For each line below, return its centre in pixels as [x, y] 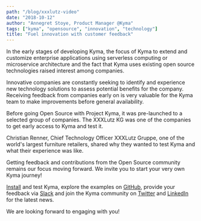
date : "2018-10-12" [31, 18]
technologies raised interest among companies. [65, 71]
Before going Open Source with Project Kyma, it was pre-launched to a [94, 114]
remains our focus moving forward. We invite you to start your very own [96, 169]
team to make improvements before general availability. [75, 102]
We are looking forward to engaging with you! [63, 211]
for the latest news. [30, 200]
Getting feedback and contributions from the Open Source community [94, 162]
